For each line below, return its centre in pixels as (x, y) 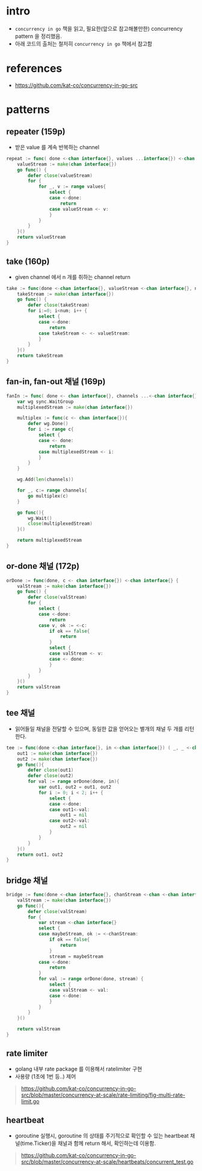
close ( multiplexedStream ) (60, 524)
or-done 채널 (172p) (43, 566)
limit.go (30, 1101)
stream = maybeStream (76, 956)
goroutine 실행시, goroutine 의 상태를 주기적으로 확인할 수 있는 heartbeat (102, 1135)
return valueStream (41, 237)
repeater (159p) (36, 132)
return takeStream (40, 356)
